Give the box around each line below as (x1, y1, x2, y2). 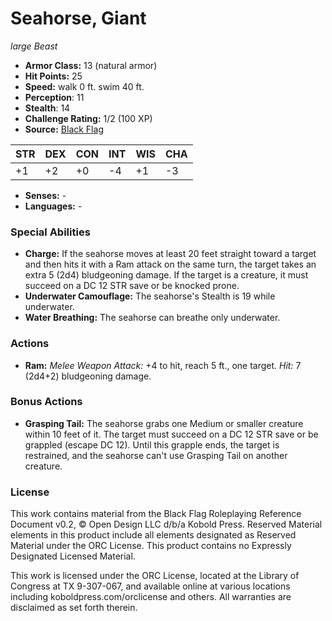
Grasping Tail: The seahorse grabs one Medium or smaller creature (24, 417, 304, 429)
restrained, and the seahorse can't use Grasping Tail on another (24, 449, 288, 461)
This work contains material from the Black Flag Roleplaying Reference (10, 508, 302, 520)
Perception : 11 (24, 91, 85, 103)
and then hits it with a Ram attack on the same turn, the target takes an (24, 258, 317, 271)
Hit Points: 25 (24, 70, 83, 82)
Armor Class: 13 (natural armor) (24, 59, 158, 71)
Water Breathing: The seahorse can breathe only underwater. (24, 312, 281, 324)
